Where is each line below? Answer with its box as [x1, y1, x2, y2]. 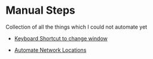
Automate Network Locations [14, 46, 87, 54]
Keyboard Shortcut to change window [14, 35, 108, 42]
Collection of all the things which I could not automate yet [5, 23, 148, 30]
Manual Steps [5, 4, 76, 17]
